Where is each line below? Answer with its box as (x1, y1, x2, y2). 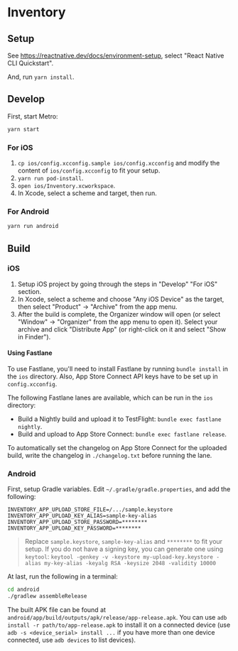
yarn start (7, 126, 40, 133)
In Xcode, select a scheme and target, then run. (17, 189, 158, 197)
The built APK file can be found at (7, 606, 107, 614)
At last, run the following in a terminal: (7, 572, 119, 581)
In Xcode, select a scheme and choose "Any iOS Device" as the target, (17, 295, 225, 303)
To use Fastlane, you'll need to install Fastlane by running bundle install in (7, 365, 229, 373)
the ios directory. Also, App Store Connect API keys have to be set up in (7, 372, 218, 381)
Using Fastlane (7, 349, 53, 357)
